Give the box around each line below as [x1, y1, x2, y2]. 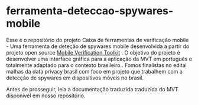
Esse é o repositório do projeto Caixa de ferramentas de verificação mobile [6, 36, 189, 43]
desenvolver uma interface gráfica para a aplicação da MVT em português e [6, 55, 192, 62]
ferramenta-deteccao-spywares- [6, 4, 174, 18]
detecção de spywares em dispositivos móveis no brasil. [6, 74, 144, 81]
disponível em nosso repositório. [6, 92, 86, 99]
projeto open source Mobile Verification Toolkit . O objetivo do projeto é [6, 49, 180, 56]
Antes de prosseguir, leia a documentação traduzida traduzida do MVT [6, 85, 178, 93]
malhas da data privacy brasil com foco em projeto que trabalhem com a [6, 68, 183, 75]
